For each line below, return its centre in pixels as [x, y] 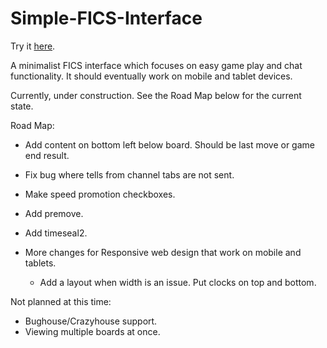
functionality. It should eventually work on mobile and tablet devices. [151, 76]
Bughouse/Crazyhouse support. [91, 321]
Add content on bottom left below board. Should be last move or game [169, 144]
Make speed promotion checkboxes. [100, 194]
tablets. [40, 263]
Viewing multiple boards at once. [92, 331]
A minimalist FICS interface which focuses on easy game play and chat [156, 65]
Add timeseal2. [56, 233]
